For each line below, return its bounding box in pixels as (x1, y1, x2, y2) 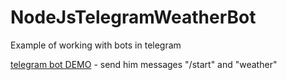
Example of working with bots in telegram (10, 39, 182, 51)
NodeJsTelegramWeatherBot (10, 6, 257, 29)
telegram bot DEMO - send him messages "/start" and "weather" (10, 58, 278, 70)
